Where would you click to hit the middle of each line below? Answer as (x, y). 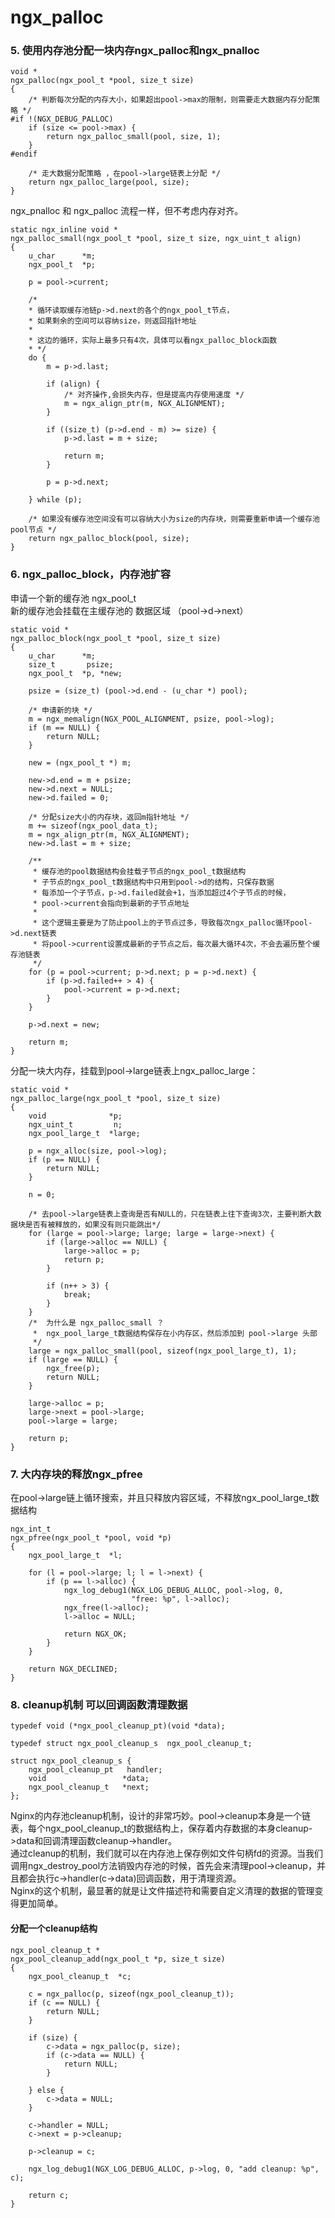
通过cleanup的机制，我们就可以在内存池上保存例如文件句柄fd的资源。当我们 (167, 1853)
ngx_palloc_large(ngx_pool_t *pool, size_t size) (116, 1098)
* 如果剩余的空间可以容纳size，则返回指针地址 (112, 321)
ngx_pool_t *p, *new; (75, 673)
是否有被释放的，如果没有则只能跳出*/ (93, 1224)
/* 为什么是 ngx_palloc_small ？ (96, 1322)
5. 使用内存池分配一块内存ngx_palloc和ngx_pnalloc (135, 51)
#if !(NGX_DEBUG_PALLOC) (62, 119)
